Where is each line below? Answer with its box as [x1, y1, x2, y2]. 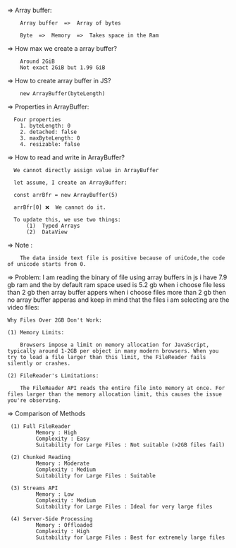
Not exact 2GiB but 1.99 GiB [20, 64, 106, 71]
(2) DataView [25, 229, 68, 236]
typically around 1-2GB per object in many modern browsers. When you [7, 348, 219, 355]
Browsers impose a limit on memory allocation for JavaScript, [20, 341, 210, 348]
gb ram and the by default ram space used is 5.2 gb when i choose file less [7, 281, 225, 288]
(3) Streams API [10, 485, 58, 492]
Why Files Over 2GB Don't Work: [7, 317, 102, 324]
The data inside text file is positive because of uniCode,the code [20, 255, 225, 262]
